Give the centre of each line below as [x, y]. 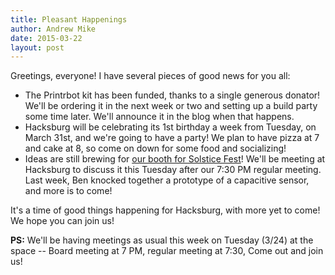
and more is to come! [68, 191]
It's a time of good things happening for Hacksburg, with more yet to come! [165, 210]
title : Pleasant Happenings [69, 19]
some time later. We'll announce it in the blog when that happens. [159, 117]
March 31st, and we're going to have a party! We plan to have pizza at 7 [172, 138]
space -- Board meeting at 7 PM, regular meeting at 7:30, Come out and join [167, 251]
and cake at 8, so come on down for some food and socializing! [155, 148]
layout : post [37, 47]
